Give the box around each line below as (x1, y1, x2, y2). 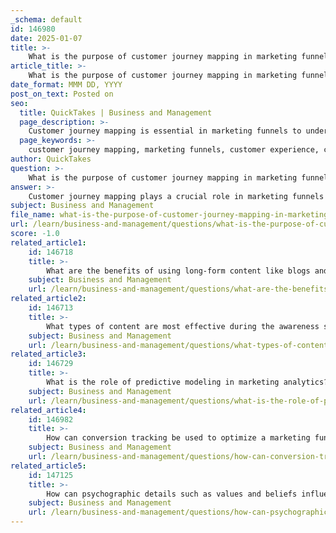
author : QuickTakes (10, 154, 92, 164)
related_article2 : (10, 294, 87, 304)
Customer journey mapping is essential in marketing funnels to (28, 126, 302, 136)
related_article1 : (10, 237, 87, 248)
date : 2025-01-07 (10, 33, 83, 43)
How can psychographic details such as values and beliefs (46, 489, 298, 499)
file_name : (10, 210, 56, 220)
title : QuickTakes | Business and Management (19, 107, 213, 118)
